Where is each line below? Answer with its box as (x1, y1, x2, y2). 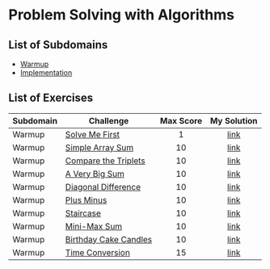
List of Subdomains (8, 38, 108, 52)
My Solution (209, 115, 258, 126)
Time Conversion (65, 246, 131, 258)
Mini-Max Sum (65, 221, 123, 232)
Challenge (88, 115, 129, 126)
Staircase (65, 208, 101, 219)
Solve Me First (65, 128, 120, 140)
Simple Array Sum (65, 141, 134, 153)
